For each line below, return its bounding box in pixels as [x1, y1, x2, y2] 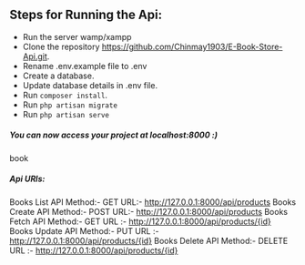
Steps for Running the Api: [9, 7, 162, 23]
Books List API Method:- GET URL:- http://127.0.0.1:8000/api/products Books [9, 196, 297, 208]
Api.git [22, 50, 48, 62]
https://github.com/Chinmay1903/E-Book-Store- [101, 41, 283, 52]
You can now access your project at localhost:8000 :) [9, 129, 219, 140]
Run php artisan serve [22, 108, 109, 119]
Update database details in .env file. [22, 79, 158, 90]
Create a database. [22, 70, 95, 81]
